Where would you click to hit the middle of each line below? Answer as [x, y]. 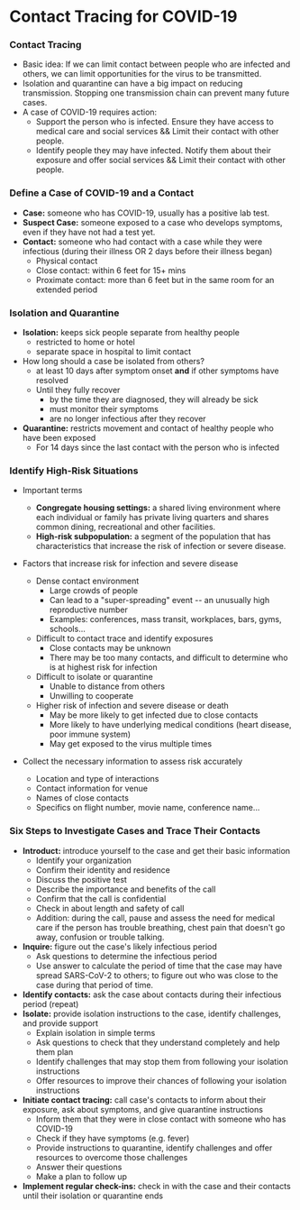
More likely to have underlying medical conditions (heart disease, [170, 725]
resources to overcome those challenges [112, 1157]
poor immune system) [90, 734]
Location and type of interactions [97, 779]
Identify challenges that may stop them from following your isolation [162, 1061]
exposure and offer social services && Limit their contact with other [160, 160]
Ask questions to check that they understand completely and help [158, 1042]
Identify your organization [84, 860]
